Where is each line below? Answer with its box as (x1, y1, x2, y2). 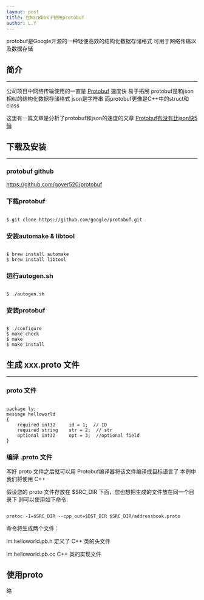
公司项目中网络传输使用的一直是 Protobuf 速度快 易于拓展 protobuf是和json (6, 87, 194, 95)
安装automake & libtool (6, 232, 75, 240)
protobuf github (6, 167, 54, 175)
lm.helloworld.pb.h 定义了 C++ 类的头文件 (6, 538, 111, 545)
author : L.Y (6, 20, 36, 26)
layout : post (6, 8, 39, 15)
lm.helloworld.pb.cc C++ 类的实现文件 (6, 550, 101, 558)
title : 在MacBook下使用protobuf (6, 15, 85, 21)
